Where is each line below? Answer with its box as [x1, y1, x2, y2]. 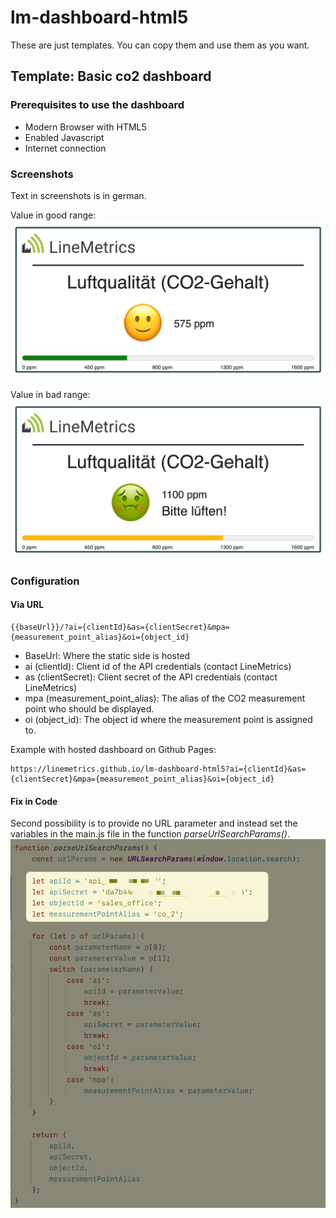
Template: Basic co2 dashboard [10, 68, 212, 85]
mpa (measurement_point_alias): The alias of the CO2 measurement [24, 692, 306, 704]
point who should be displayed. [24, 702, 155, 715]
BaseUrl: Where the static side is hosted [24, 649, 191, 661]
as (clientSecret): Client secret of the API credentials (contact [24, 671, 278, 683]
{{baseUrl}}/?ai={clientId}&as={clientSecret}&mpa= [10, 622, 230, 632]
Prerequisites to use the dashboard [10, 98, 185, 112]
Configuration [10, 574, 80, 588]
